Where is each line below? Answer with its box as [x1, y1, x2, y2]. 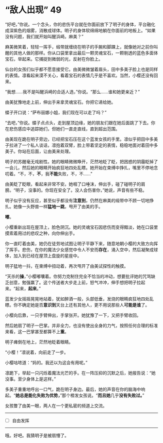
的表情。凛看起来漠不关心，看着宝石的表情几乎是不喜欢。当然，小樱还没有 [5, 72, 154, 78]
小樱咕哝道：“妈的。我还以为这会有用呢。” [5, 359, 88, 365]
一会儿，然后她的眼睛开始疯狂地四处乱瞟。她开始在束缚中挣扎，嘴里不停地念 [5, 165, 158, 170]
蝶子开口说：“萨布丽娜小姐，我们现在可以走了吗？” [5, 109, 107, 115]
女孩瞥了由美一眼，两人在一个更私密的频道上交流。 [5, 403, 107, 409]
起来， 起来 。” [15, 285, 41, 291]
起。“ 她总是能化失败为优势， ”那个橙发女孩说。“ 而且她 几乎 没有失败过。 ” [5, 392, 145, 398]
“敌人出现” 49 [5, 4, 62, 16]
